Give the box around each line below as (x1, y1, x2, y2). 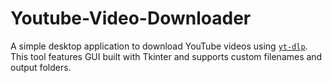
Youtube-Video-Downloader (10, 7, 252, 30)
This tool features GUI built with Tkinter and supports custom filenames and (10, 50, 323, 62)
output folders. (10, 61, 72, 73)
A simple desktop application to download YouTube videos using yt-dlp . (10, 40, 308, 52)
